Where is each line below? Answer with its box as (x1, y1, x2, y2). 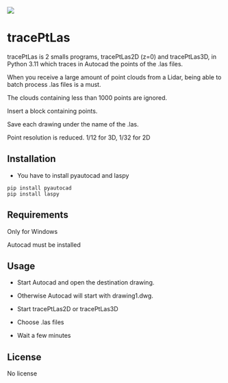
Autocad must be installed (7, 240, 81, 249)
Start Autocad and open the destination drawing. (16, 278, 155, 287)
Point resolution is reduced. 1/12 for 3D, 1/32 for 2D (7, 133, 151, 142)
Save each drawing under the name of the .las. (7, 120, 139, 128)
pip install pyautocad (7, 185, 72, 191)
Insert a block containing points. (7, 107, 98, 115)
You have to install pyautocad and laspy (16, 171, 129, 179)
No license (7, 369, 38, 378)
